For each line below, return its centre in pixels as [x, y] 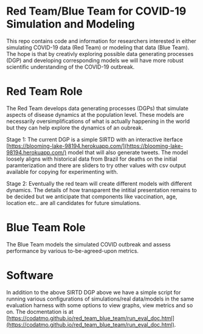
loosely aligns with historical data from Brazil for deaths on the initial [92, 159]
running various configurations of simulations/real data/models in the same [100, 299]
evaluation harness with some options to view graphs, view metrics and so [100, 305]
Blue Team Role [46, 228]
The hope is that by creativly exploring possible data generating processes [100, 54]
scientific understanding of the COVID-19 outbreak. [71, 67]
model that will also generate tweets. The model [128, 152]
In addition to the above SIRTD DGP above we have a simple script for [94, 292]
